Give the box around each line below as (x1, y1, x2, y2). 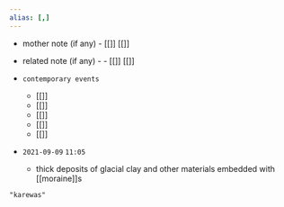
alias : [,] (9, 13, 50, 22)
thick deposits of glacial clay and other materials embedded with (35, 163, 276, 174)
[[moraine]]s (35, 173, 83, 184)
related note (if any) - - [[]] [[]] (22, 55, 135, 66)
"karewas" (9, 190, 47, 199)
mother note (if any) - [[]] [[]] (22, 38, 130, 49)
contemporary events (22, 74, 100, 84)
